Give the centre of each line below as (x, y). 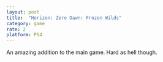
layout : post (23, 12)
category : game (26, 23)
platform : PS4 (25, 35)
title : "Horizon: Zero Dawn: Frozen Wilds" (64, 18)
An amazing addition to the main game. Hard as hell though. (82, 52)
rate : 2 (16, 29)
